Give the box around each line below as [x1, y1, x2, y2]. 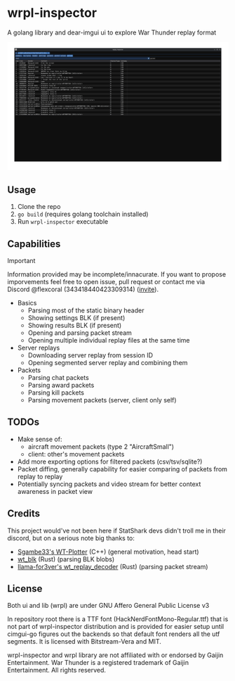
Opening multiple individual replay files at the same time [27, 336, 191, 344]
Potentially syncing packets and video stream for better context [17, 480, 201, 488]
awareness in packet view [17, 487, 93, 495]
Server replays [17, 343, 60, 352]
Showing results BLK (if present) [27, 321, 122, 329]
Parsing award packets [27, 381, 95, 389]
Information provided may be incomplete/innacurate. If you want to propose [7, 269, 227, 279]
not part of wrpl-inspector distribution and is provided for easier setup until [7, 623, 224, 631]
